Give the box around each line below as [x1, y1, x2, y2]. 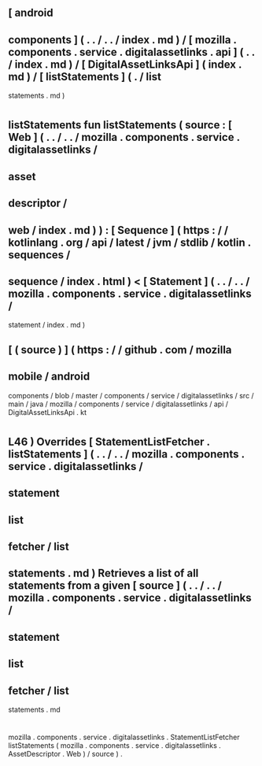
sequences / [8, 248, 71, 261]
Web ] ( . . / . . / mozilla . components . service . [8, 131, 240, 144]
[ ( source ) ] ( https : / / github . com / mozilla [8, 342, 232, 357]
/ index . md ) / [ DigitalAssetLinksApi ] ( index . [8, 57, 242, 71]
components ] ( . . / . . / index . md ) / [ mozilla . [8, 33, 237, 46]
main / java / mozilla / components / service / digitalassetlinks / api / [8, 399, 229, 409]
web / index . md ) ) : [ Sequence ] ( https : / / [8, 224, 229, 237]
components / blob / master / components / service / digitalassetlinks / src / [8, 390, 254, 400]
